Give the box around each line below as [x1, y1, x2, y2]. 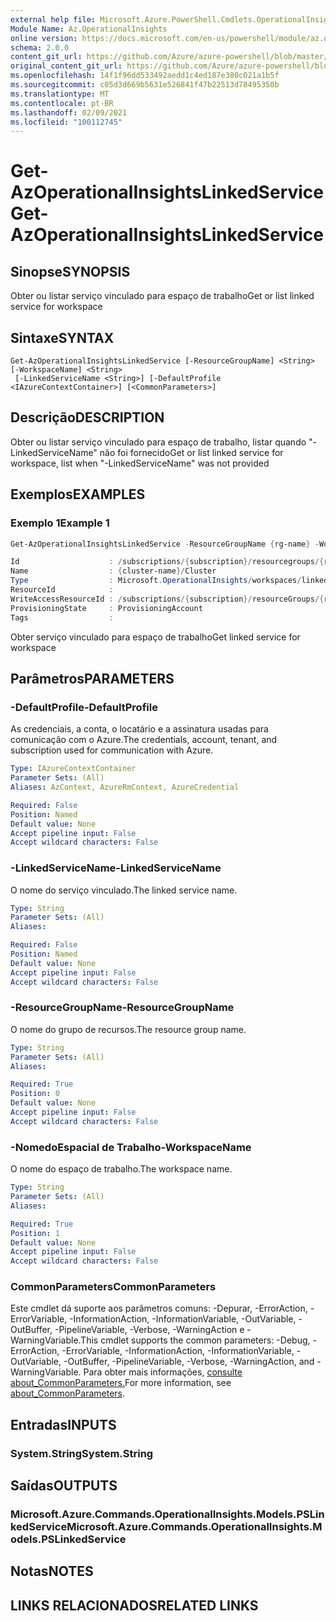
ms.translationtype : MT [10, 89, 110, 99]
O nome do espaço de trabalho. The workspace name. [10, 1163, 233, 1175]
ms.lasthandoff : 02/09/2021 [10, 107, 128, 118]
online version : [10, 33, 78, 43]
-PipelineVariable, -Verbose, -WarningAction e [54, 1324, 245, 1336]
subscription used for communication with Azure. [10, 744, 214, 756]
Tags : [10, 612, 114, 623]
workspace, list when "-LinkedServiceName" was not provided [10, 457, 270, 469]
